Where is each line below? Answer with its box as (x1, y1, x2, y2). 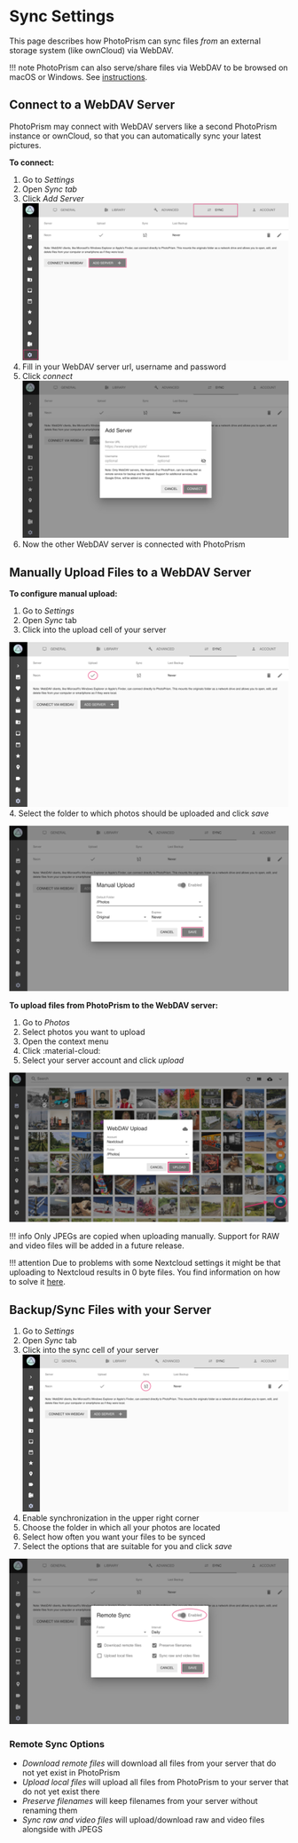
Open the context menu (21, 1036, 109, 1047)
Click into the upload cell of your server (21, 624, 167, 636)
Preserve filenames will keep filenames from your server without (21, 1795, 259, 1806)
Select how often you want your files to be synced (21, 1531, 206, 1542)
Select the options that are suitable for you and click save (21, 1541, 232, 1552)
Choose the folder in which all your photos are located (21, 1523, 221, 1533)
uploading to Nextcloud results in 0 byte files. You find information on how (9, 1267, 281, 1277)
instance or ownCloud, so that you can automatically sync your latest (9, 131, 262, 141)
